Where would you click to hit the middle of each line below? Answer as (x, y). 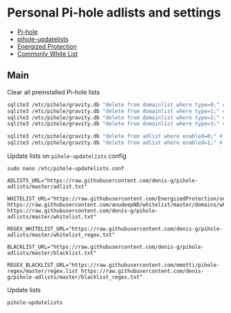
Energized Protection (47, 46)
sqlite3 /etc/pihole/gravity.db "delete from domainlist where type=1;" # (117, 111)
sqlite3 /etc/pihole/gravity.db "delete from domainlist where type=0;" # (117, 105)
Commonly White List (47, 54)
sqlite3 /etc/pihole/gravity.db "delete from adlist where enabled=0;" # (115, 137)
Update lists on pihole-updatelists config (67, 156)
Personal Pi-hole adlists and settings (114, 13)
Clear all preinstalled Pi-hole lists (54, 92)
